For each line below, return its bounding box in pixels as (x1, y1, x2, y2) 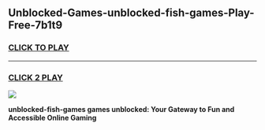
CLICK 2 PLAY (8, 72, 63, 83)
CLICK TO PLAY (8, 43, 69, 54)
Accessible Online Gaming (8, 113, 97, 122)
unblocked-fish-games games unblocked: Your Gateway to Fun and (8, 104, 235, 113)
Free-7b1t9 (8, 19, 63, 32)
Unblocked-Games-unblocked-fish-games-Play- (8, 6, 255, 20)
